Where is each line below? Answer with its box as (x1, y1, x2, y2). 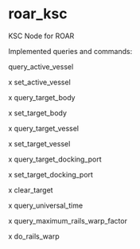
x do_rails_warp (8, 231, 60, 241)
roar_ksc (8, 5, 68, 23)
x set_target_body (8, 108, 68, 118)
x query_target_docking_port (8, 154, 102, 164)
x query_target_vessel (8, 123, 80, 133)
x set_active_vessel (8, 77, 72, 87)
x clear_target (8, 185, 53, 195)
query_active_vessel (8, 61, 74, 72)
